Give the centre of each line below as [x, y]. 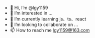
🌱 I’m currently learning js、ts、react [48, 19]
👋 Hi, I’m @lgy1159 [29, 8]
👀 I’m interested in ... [31, 13]
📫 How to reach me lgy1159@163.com [50, 30]
